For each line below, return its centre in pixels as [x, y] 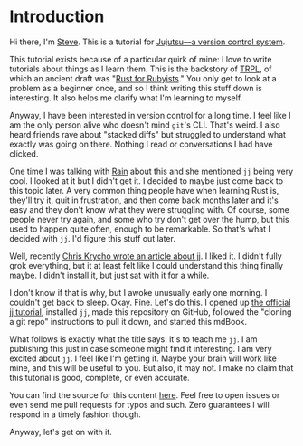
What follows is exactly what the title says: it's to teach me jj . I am [133, 339]
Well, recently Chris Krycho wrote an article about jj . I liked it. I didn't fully [146, 256]
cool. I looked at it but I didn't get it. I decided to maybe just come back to [146, 180]
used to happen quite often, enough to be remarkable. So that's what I [140, 229]
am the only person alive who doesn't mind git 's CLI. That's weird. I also [145, 125]
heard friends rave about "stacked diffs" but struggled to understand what [148, 134]
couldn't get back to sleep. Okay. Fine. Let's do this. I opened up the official [150, 302]
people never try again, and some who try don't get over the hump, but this [149, 219]
